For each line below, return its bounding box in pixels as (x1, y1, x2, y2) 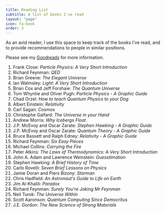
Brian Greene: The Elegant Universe (12, 75, 86, 81)
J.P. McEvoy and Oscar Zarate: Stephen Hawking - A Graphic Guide (12, 123, 152, 129)
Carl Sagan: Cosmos (12, 107, 55, 113)
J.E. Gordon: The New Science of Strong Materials (12, 202, 116, 208)
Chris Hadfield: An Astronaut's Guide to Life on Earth (12, 176, 121, 182)
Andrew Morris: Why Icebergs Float (12, 117, 86, 123)
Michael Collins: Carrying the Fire (12, 144, 82, 150)
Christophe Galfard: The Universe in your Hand (12, 112, 110, 118)
